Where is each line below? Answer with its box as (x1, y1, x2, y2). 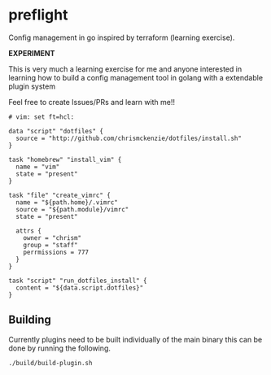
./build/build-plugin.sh (8, 359, 93, 367)
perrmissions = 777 (23, 248, 90, 256)
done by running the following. (8, 343, 111, 353)
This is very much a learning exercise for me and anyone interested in (8, 63, 243, 74)
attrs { (15, 226, 42, 235)
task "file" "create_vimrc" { (8, 191, 111, 199)
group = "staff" (23, 241, 79, 249)
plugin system (8, 81, 55, 91)
